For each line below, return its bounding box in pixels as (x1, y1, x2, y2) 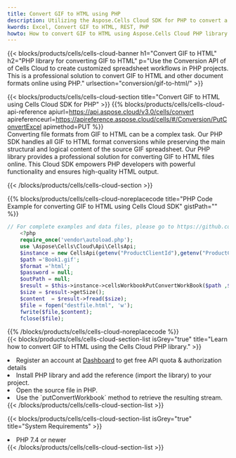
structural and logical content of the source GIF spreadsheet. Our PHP (7, 145, 211, 153)
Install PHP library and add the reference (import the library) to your (16, 371, 212, 380)
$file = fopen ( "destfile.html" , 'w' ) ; (20, 302, 133, 309)
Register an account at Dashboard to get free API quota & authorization (16, 356, 222, 364)
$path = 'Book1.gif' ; (20, 256, 80, 263)
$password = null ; (20, 269, 74, 276)
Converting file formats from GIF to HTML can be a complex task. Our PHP (7, 130, 223, 139)
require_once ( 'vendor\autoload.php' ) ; (20, 236, 133, 243)
